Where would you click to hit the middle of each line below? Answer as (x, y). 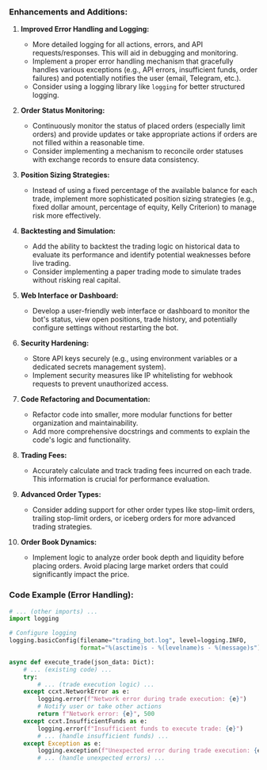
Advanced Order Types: (61, 495)
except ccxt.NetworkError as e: (76, 692)
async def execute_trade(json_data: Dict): (82, 662)
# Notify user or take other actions (99, 706)
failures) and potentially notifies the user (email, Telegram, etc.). (137, 79)
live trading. (51, 264)
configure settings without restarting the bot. (105, 328)
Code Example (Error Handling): (71, 595)
